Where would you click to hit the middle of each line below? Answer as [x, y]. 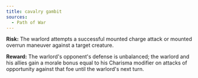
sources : [17, 17]
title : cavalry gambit [34, 11]
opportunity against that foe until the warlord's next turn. [75, 69]
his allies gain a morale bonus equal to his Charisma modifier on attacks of [97, 63]
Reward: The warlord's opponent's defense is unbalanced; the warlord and [98, 57]
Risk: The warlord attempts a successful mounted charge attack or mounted [99, 39]
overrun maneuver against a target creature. [60, 45]
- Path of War [29, 22]
